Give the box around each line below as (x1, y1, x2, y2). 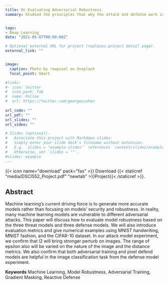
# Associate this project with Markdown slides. (5, 135, 113, 140)
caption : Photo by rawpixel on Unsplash (9, 66, 95, 71)
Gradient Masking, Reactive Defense (5, 274, 80, 280)
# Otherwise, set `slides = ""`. (5, 149, 79, 154)
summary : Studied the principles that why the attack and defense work (5, 12, 157, 17)
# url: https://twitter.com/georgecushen (5, 98, 95, 104)
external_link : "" (5, 48, 43, 53)
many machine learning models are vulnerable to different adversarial (5, 211, 148, 217)
